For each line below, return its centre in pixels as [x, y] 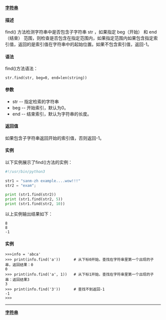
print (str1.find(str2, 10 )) [35, 204]
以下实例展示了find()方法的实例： [39, 162]
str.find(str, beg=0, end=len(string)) [46, 78]
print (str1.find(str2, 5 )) [34, 199]
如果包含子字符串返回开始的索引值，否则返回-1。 [55, 138]
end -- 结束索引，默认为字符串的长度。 [52, 114]
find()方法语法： [21, 68]
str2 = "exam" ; [21, 185]
